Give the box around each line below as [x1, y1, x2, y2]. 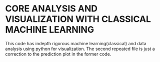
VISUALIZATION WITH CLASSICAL [5, 13, 151, 25]
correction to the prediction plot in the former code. [5, 51, 111, 57]
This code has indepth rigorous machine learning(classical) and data [5, 40, 146, 46]
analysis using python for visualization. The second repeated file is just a [5, 46, 155, 52]
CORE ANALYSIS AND [5, 3, 97, 14]
